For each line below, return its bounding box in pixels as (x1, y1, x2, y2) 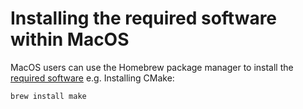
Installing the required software (10, 7, 278, 30)
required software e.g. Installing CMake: (10, 72, 175, 84)
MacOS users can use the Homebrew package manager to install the (10, 61, 294, 73)
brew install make (10, 91, 87, 101)
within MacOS (10, 28, 130, 51)
